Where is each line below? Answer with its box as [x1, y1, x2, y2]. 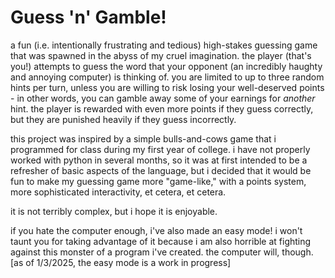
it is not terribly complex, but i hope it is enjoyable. [10, 205, 218, 217]
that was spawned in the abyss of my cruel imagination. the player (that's [10, 49, 312, 61]
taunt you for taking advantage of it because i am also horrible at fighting [10, 235, 312, 247]
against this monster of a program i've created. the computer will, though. [10, 246, 314, 258]
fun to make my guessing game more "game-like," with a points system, [10, 175, 307, 187]
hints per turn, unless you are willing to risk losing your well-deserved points [10, 81, 325, 93]
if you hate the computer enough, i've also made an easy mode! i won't [10, 224, 303, 236]
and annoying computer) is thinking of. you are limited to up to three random [10, 71, 325, 83]
